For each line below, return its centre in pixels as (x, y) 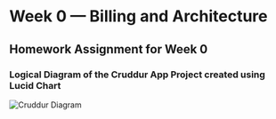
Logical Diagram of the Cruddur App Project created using (137, 75)
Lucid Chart (35, 85)
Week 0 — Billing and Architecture (138, 16)
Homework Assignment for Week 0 (109, 49)
